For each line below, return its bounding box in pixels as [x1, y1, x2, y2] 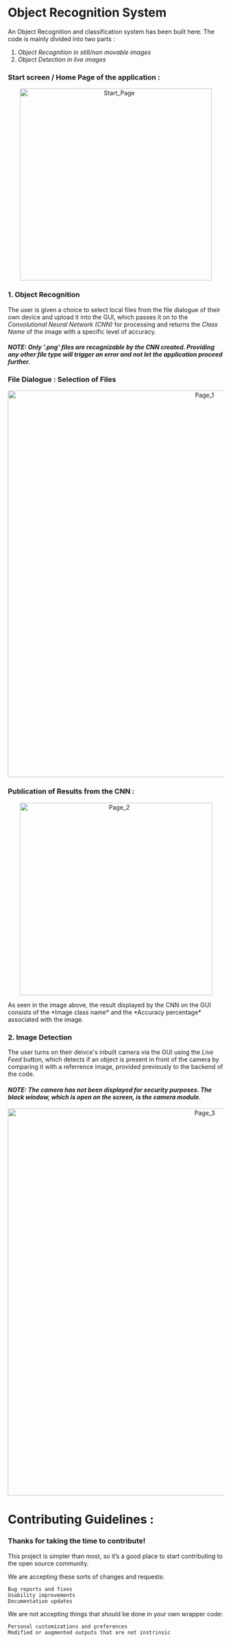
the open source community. [8, 1559, 89, 1568]
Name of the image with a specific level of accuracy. [8, 327, 156, 335]
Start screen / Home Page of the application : [8, 72, 160, 82]
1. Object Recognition [8, 290, 81, 300]
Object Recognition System [8, 5, 167, 21]
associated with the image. [8, 1015, 84, 1023]
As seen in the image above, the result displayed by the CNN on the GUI [8, 1000, 211, 1009]
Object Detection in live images [17, 55, 106, 63]
